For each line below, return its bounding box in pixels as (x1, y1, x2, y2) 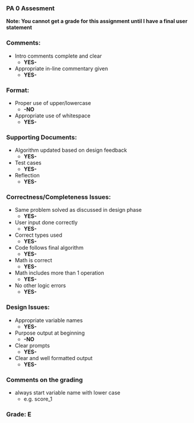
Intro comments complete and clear (14, 52, 102, 59)
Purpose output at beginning (14, 329, 85, 336)
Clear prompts (14, 342, 50, 349)
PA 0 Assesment (6, 4, 55, 12)
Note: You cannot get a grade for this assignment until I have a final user (6, 18, 188, 25)
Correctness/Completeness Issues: (6, 193, 111, 201)
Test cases (14, 159, 42, 167)
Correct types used (14, 231, 62, 238)
